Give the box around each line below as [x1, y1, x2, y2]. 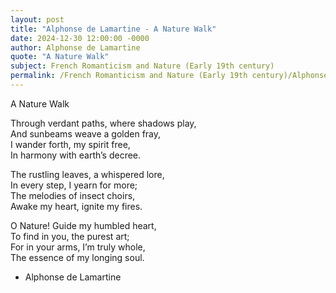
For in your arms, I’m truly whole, [10, 241, 146, 253]
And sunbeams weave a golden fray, [10, 127, 162, 140]
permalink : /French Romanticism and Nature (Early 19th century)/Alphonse [10, 71, 329, 81]
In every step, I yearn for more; [10, 179, 138, 191]
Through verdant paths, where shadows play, [10, 117, 197, 129]
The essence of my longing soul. [10, 251, 145, 263]
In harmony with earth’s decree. [10, 149, 142, 161]
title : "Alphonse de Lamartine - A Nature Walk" [10, 24, 217, 34]
